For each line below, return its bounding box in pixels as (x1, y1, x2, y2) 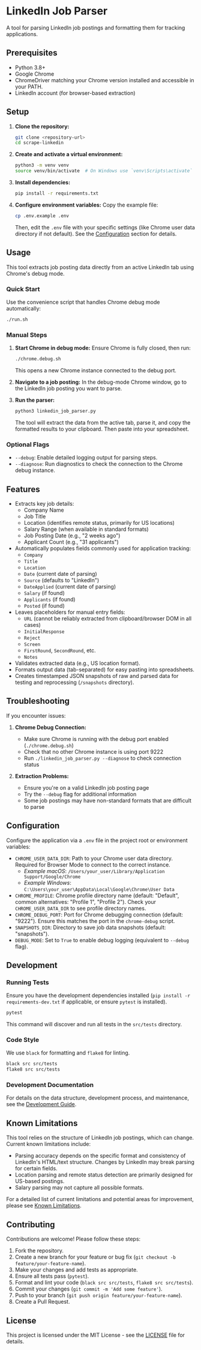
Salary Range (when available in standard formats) (23, 525, 149, 533)
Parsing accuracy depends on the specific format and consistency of (14, 1152, 186, 1160)
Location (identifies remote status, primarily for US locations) (23, 519, 175, 526)
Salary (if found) (23, 589, 65, 596)
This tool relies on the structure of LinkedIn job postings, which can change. (6, 1134, 194, 1142)
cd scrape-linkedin (14, 140, 64, 146)
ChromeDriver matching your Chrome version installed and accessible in (14, 76, 194, 83)
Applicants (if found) (23, 596, 76, 603)
